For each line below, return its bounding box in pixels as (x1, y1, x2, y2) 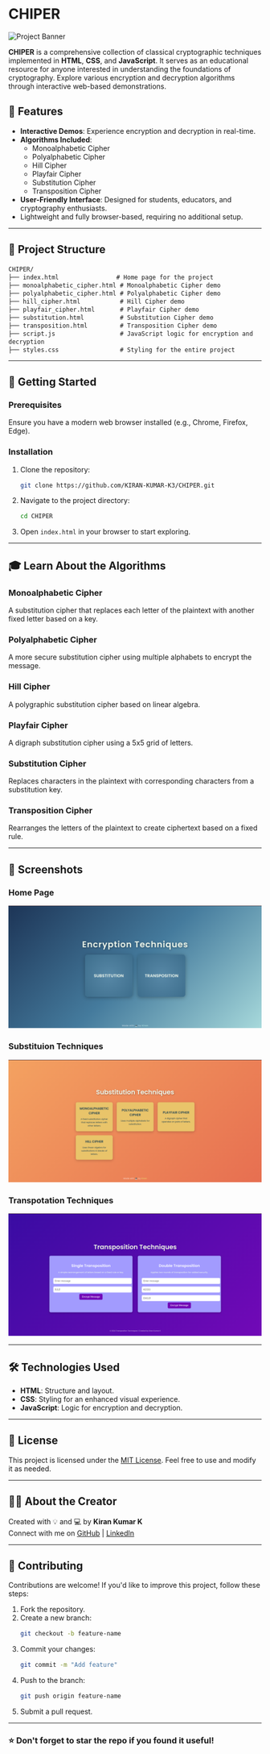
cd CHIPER (19, 513, 54, 521)
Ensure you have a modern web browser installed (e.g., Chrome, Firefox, (8, 418, 248, 427)
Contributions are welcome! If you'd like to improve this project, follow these (8, 1581, 261, 1590)
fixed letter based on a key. (8, 613, 99, 623)
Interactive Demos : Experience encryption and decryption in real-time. (19, 126, 256, 135)
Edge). (8, 426, 31, 436)
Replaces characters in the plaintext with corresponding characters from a (8, 776, 255, 786)
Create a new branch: (19, 1613, 92, 1623)
